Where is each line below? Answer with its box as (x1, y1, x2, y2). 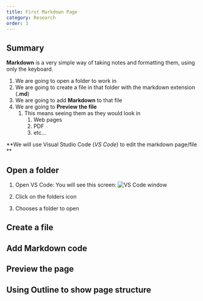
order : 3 (6, 20, 29, 26)
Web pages (33, 116, 62, 124)
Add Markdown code (6, 243, 87, 253)
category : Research (6, 15, 56, 21)
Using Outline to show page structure (6, 285, 151, 295)
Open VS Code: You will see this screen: (15, 181, 117, 188)
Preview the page (6, 264, 74, 274)
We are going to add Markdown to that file (15, 97, 123, 104)
